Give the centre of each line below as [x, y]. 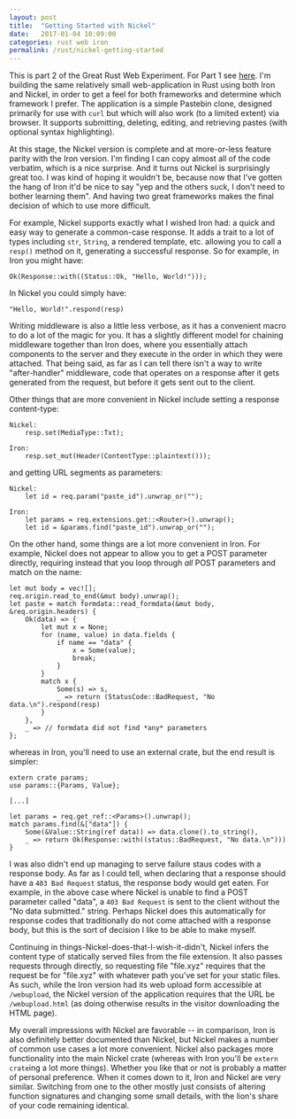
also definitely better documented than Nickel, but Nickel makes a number [144, 1040]
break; [84, 658]
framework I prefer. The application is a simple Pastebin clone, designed [140, 104]
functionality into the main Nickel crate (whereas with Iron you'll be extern [144, 1059]
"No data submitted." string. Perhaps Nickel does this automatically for [138, 911]
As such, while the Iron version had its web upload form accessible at [136, 985]
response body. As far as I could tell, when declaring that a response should [148, 874]
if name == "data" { [94, 643]
